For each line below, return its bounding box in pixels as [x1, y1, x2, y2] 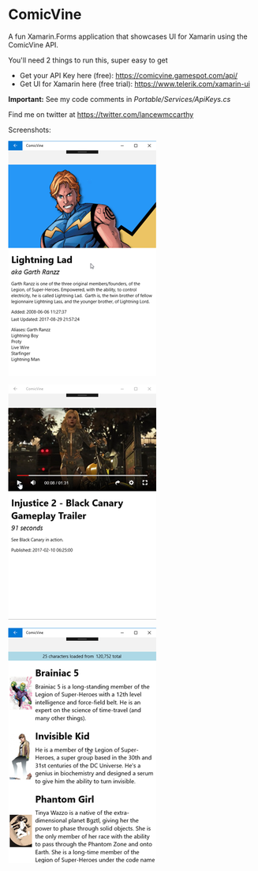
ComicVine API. [8, 40, 59, 49]
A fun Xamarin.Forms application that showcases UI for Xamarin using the [8, 32, 248, 41]
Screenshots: [8, 125, 51, 134]
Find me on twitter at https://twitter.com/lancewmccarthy [8, 109, 194, 119]
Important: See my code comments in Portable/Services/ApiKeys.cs [8, 94, 231, 104]
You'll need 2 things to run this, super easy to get [8, 55, 168, 65]
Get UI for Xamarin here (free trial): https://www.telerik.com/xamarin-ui [19, 79, 251, 89]
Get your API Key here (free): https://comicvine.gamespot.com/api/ [19, 70, 238, 80]
